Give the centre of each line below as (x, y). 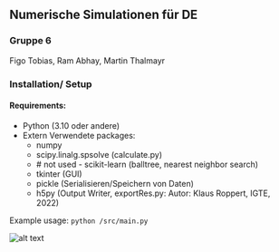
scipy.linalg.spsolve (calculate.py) (99, 154)
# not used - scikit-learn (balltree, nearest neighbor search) (147, 164)
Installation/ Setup (51, 83)
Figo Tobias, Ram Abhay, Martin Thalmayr (87, 60)
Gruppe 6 (30, 41)
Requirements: (38, 106)
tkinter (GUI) (59, 174)
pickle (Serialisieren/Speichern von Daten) (115, 183)
